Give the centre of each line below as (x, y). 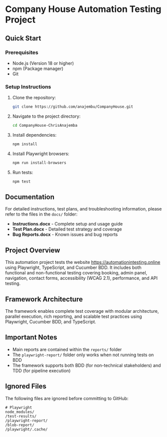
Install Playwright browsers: (41, 154)
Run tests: (23, 172)
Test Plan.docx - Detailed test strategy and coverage (67, 229)
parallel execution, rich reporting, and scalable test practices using (74, 316)
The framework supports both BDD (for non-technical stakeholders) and (86, 365)
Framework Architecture (44, 299)
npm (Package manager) (38, 68)
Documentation (30, 197)
